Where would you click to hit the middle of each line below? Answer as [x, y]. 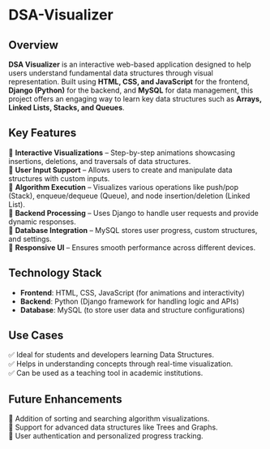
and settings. [30, 239]
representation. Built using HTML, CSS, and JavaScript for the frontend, [129, 82]
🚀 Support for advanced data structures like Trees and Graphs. [113, 427]
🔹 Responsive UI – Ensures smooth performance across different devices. [132, 247]
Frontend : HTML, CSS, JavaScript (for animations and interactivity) [132, 292]
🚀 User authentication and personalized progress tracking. [106, 436]
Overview [34, 45]
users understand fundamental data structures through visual [111, 73]
